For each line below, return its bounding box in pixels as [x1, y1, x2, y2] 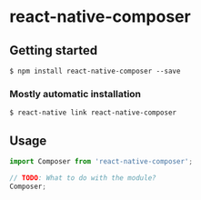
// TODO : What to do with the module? [9, 173, 156, 183]
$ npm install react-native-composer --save [9, 66, 181, 75]
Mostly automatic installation [9, 87, 142, 100]
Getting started [9, 43, 98, 58]
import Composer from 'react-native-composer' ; [9, 157, 194, 166]
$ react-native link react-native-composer [9, 108, 177, 117]
